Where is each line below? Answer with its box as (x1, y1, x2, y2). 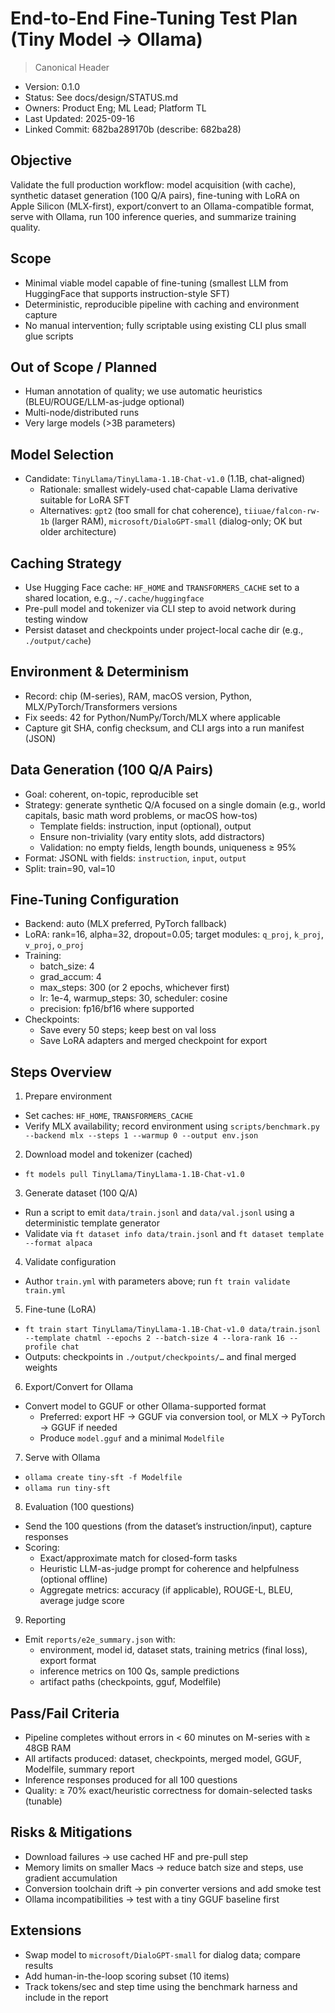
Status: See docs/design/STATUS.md (24, 91, 179, 103)
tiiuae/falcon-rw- (243, 507, 321, 517)
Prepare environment (24, 1090, 113, 1102)
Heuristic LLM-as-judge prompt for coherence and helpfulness (39, 1563, 300, 1575)
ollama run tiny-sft (24, 1483, 111, 1494)
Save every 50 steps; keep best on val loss (39, 1024, 217, 1036)
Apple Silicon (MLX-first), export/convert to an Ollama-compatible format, (10, 200, 315, 212)
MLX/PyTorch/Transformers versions (24, 700, 178, 712)
